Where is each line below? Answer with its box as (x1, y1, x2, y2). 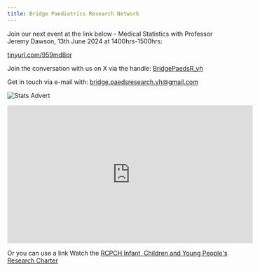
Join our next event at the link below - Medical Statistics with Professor (7, 29, 213, 38)
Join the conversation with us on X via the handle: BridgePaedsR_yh (7, 64, 203, 72)
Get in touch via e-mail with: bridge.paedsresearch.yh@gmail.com (7, 78, 198, 86)
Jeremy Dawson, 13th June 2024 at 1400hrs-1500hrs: (7, 36, 163, 46)
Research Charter (7, 256, 58, 265)
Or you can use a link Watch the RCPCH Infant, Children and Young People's (7, 249, 228, 257)
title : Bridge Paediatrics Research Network (7, 10, 139, 18)
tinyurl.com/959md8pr (7, 50, 72, 59)
